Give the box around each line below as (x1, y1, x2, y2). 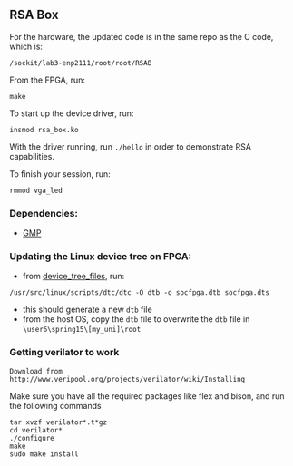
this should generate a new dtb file (22, 304, 152, 316)
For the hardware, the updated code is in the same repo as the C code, (9, 31, 274, 42)
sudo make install (9, 449, 79, 459)
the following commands (9, 400, 102, 411)
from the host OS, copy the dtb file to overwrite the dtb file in (22, 314, 250, 325)
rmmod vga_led (9, 186, 63, 195)
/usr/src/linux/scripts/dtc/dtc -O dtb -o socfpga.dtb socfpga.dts (9, 288, 270, 297)
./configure (9, 433, 54, 442)
